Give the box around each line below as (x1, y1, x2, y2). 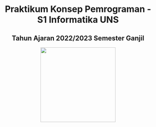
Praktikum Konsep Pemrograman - (4, 3, 151, 15)
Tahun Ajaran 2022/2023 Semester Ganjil (11, 34, 144, 42)
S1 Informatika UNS (37, 14, 119, 25)
